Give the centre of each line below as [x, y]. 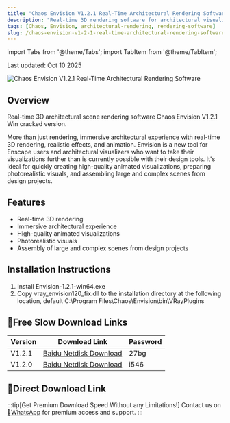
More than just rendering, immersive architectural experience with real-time [114, 137]
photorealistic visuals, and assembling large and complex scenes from [106, 174]
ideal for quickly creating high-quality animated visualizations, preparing [109, 167]
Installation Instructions [59, 270]
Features [26, 203]
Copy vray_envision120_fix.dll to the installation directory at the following [119, 293]
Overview [28, 100]
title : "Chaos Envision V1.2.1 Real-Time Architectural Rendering [104, 13]
